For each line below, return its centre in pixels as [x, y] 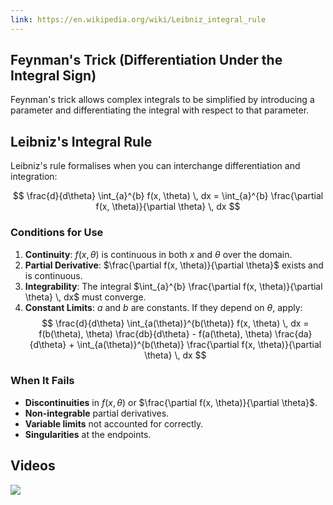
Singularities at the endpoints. [88, 434]
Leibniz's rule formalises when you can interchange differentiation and [155, 166]
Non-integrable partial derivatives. [97, 413]
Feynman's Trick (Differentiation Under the [146, 60]
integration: [34, 177]
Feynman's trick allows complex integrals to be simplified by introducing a [162, 100]
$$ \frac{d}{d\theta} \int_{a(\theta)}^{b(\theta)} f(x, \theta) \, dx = [175, 323]
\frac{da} [293, 333]
